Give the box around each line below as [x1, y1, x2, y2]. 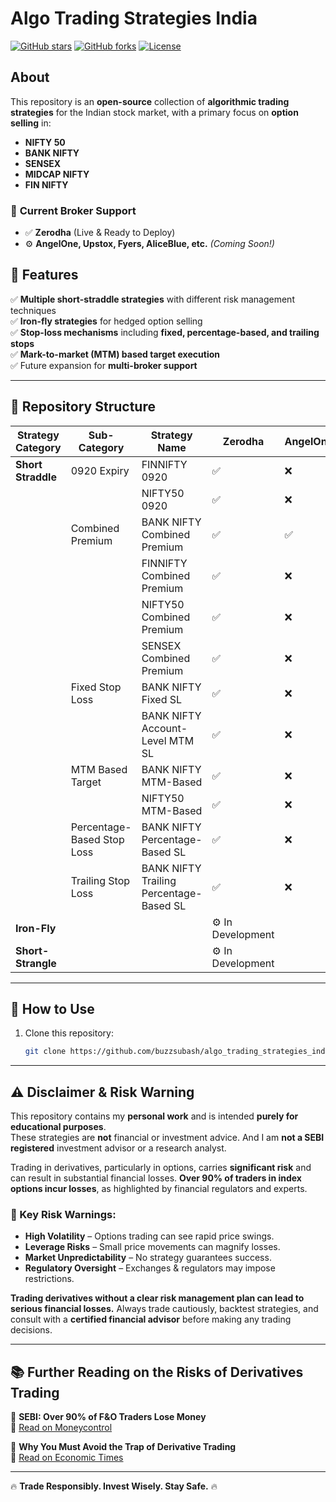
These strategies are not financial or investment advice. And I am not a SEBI [10, 1132, 325, 1144]
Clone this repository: [24, 1027, 114, 1039]
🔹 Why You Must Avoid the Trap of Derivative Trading [10, 1441, 237, 1453]
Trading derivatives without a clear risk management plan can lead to [10, 1292, 305, 1304]
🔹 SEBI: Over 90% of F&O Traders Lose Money [10, 1411, 207, 1423]
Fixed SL [141, 692, 183, 706]
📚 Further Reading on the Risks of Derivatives [10, 1363, 304, 1381]
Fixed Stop [70, 680, 122, 694]
